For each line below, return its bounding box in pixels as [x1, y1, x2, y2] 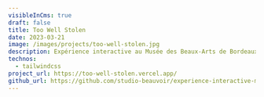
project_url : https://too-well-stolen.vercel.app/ [8, 70, 178, 77]
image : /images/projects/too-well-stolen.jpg [8, 41, 159, 48]
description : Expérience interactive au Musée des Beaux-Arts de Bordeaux [8, 48, 258, 56]
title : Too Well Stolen [8, 26, 86, 34]
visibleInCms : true [8, 11, 72, 20]
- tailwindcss [15, 63, 61, 70]
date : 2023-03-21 [8, 33, 65, 41]
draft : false [8, 19, 51, 27]
